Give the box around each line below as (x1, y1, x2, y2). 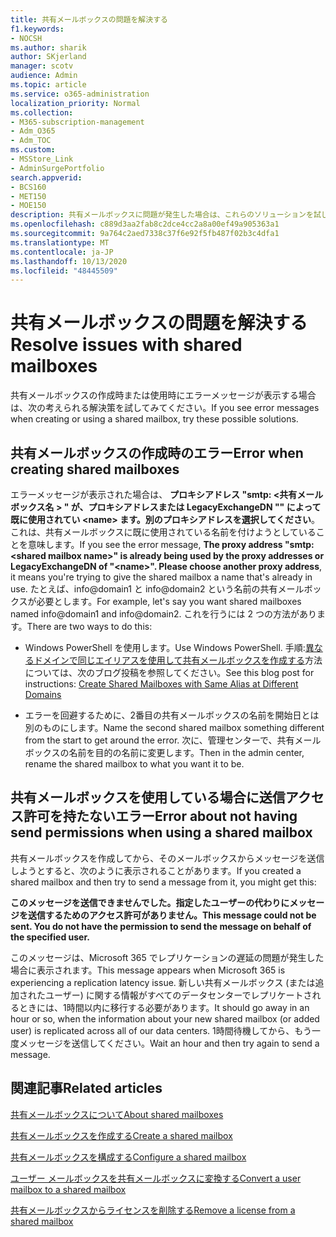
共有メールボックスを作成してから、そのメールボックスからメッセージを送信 (10, 852, 325, 864)
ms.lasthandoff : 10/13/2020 (10, 256, 128, 266)
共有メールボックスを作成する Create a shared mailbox (10, 1129, 233, 1141)
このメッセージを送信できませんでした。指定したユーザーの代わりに (10, 896, 290, 908)
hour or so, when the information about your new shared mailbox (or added (10, 1012, 320, 1025)
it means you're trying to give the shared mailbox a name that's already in (10, 571, 313, 583)
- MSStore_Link (10, 154, 74, 164)
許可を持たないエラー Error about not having (23, 808, 298, 825)
